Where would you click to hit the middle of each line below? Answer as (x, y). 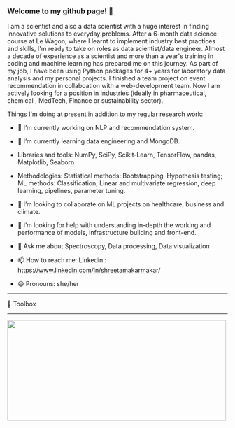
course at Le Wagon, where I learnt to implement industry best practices (111, 41)
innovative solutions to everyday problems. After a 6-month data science (112, 34)
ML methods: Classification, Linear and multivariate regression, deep (116, 183)
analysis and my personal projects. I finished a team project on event (106, 78)
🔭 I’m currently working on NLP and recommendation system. (106, 128)
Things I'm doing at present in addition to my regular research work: (105, 114)
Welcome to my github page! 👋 (60, 11)
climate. (29, 212)
